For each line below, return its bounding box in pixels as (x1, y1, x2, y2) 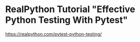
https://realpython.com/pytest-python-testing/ (5, 31, 102, 37)
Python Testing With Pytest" (5, 14, 128, 26)
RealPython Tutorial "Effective (5, 4, 135, 15)
